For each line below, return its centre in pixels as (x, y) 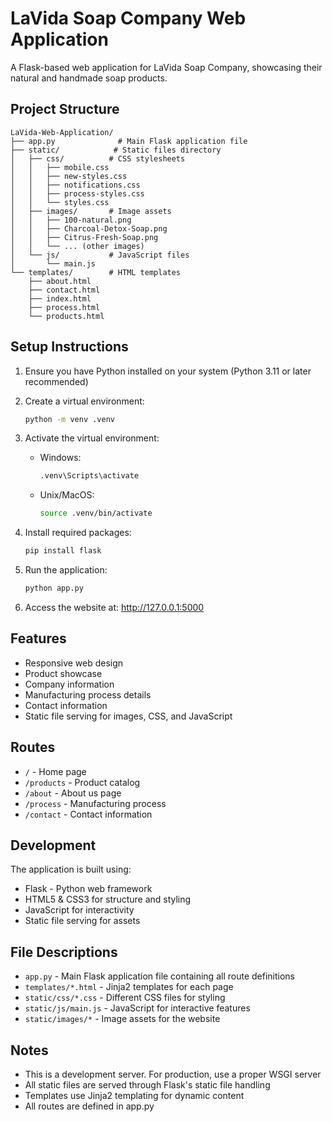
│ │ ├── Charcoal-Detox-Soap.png (89, 228)
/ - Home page (55, 771)
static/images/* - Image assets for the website (122, 1019)
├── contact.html (64, 290)
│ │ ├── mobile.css (60, 167)
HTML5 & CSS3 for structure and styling (108, 899)
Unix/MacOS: (67, 495)
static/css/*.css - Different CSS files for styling (125, 998)
